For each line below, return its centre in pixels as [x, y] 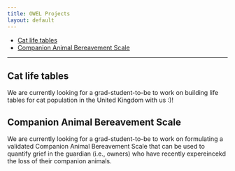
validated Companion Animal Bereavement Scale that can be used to [106, 147]
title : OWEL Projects [39, 14]
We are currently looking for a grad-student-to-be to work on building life [113, 93]
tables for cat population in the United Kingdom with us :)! [90, 100]
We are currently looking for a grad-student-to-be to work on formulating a [115, 139]
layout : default [31, 20]
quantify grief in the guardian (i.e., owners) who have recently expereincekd [116, 154]
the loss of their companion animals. [59, 161]
